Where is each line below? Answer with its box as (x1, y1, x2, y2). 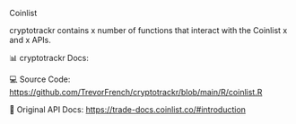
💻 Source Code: (9, 74, 71, 84)
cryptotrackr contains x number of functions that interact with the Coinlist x (9, 25, 288, 35)
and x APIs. (9, 35, 52, 45)
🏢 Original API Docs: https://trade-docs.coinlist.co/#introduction (9, 104, 247, 115)
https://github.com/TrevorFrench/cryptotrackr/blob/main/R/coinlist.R (9, 87, 263, 97)
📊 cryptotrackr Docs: (9, 53, 90, 63)
